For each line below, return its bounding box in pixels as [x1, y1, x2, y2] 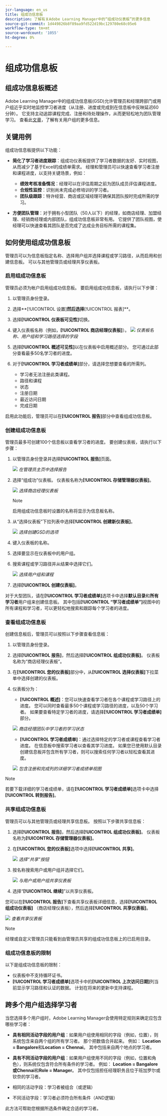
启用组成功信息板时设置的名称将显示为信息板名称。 [12, 508, 117, 514]
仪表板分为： [12, 686, 39, 692]
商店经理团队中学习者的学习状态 [18, 726, 84, 732]
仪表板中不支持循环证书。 [12, 972, 65, 978]
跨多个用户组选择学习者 [5, 1001, 77, 1009]
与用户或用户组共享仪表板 [18, 877, 71, 883]
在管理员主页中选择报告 [18, 467, 67, 473]
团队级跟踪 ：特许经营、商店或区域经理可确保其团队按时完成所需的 [19, 193, 155, 199]
